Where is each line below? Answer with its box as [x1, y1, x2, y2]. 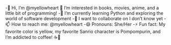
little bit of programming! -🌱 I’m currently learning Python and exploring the [5, 10, 163, 16]
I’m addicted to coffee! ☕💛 [5, 34, 61, 40]
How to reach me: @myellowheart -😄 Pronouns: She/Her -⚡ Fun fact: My [11, 21, 166, 27]
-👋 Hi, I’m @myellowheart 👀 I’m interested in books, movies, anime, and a [5, 5, 159, 11]
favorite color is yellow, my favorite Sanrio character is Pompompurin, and [5, 28, 161, 34]
